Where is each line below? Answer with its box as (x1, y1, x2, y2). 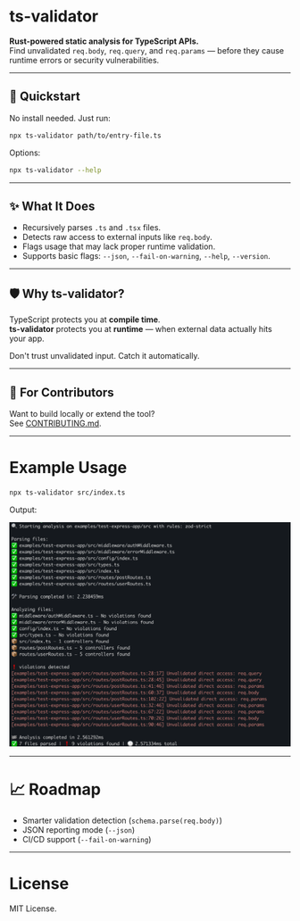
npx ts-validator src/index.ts (9, 488, 126, 497)
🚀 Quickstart (9, 89, 80, 104)
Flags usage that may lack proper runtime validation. (21, 241, 216, 252)
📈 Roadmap (9, 779, 101, 800)
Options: (9, 147, 41, 158)
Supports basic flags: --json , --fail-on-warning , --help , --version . (21, 251, 271, 261)
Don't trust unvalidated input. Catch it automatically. (9, 351, 200, 361)
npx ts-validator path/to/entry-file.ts (9, 131, 162, 140)
